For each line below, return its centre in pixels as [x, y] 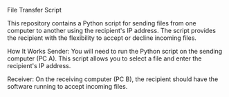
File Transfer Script [35, 10]
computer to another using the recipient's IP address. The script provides [112, 31]
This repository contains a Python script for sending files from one [102, 23]
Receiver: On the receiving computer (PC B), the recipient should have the [113, 79]
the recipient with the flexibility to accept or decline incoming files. [102, 38]
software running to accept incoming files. [67, 86]
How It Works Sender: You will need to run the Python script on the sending [115, 51]
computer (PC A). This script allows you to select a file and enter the [104, 58]
